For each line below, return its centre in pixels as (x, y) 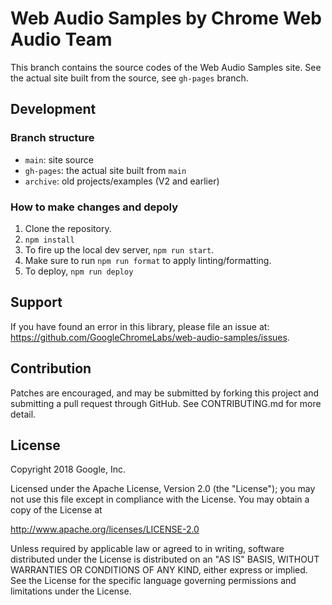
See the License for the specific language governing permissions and (153, 581)
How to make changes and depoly (94, 207)
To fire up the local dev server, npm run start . (119, 249)
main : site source (59, 159)
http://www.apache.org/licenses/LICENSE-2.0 (105, 529)
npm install (49, 240)
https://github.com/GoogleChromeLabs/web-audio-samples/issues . (150, 337)
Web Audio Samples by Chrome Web (166, 18)
